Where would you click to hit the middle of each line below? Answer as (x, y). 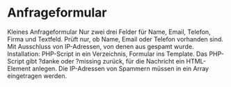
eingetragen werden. (37, 76)
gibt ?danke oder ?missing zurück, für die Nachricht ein (105, 61)
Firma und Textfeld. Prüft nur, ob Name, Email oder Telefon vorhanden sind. (115, 39)
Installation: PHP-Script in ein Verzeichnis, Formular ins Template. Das (107, 54)
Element (19, 68)
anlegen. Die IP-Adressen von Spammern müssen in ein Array (121, 68)
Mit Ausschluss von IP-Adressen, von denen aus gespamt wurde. (101, 46)
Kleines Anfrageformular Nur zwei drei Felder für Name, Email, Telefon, (109, 32)
